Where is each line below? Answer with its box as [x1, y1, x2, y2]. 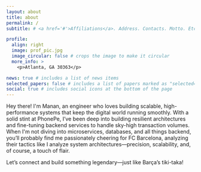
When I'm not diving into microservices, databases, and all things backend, [6, 128, 191, 135]
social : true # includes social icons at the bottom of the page [6, 86, 172, 92]
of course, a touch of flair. [6, 147, 70, 155]
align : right [11, 42, 44, 48]
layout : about [6, 8, 42, 15]
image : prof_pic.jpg [11, 47, 63, 54]
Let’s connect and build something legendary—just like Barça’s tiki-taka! [6, 159, 184, 166]
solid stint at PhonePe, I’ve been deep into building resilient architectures [6, 115, 186, 123]
